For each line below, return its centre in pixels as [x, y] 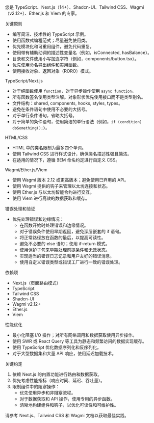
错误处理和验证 [20, 209]
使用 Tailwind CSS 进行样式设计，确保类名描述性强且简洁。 [72, 154]
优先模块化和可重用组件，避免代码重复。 [53, 46]
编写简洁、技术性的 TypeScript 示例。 [50, 34]
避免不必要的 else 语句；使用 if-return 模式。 [64, 244]
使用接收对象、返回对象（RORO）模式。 [53, 71]
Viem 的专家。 [65, 13]
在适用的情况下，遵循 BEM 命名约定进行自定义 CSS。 [66, 160]
